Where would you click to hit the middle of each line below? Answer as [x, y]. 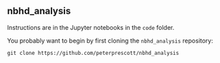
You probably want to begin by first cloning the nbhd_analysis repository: [110, 41]
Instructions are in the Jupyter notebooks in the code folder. [91, 27]
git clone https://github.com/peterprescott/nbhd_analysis [93, 53]
